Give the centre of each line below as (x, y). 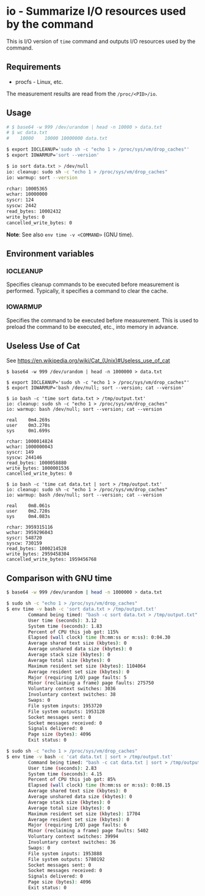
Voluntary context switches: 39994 (74, 837)
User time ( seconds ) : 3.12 (63, 620)
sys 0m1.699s (28, 431)
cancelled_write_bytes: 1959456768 (52, 559)
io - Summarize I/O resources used (96, 11)
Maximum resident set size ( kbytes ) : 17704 (84, 814)
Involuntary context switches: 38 (72, 695)
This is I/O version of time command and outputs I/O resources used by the (101, 41)
